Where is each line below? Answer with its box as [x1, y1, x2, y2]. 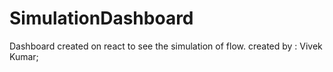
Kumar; [9, 50, 39, 62]
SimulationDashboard [9, 7, 194, 30]
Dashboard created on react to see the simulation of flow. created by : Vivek [9, 40, 323, 52]
